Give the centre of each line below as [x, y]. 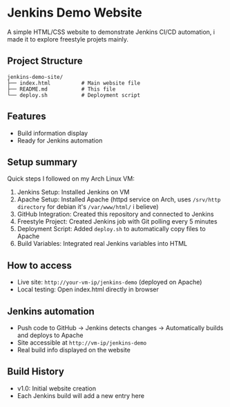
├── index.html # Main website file [74, 83]
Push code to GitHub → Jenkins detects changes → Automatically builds [120, 328]
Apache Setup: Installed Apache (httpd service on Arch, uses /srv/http [119, 199]
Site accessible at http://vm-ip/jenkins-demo [82, 343]
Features [27, 117]
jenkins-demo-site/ [35, 77]
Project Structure [45, 61]
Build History [36, 372]
